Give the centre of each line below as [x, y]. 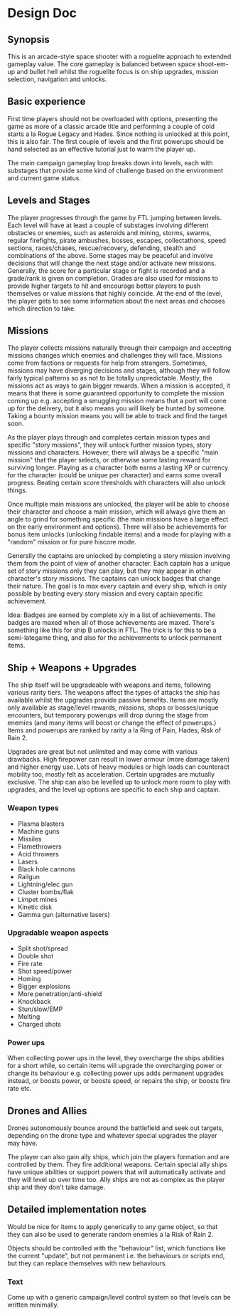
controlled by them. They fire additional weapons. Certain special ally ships [117, 1164]
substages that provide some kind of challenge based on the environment [115, 170]
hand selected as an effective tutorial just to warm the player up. [102, 149]
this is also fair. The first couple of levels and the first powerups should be [115, 141]
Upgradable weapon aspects [58, 933]
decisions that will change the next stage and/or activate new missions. [112, 263]
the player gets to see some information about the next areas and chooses [116, 301]
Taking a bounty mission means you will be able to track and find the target [117, 416]
